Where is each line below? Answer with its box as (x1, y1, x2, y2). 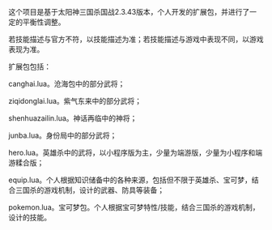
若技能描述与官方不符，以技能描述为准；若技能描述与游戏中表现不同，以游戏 (8, 35, 264, 44)
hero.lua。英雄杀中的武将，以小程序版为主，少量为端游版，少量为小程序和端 (8, 148, 263, 157)
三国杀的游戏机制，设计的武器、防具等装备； (15, 185, 164, 194)
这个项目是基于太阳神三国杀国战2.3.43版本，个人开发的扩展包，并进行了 (8, 7, 250, 16)
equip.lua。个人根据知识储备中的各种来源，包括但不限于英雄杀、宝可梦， (8, 175, 253, 185)
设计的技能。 (8, 213, 51, 222)
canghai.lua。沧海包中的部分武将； (8, 79, 125, 88)
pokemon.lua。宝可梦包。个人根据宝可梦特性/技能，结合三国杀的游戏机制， (8, 202, 261, 212)
